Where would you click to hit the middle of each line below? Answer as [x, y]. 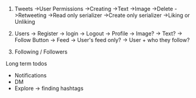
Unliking [25, 22]
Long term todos [26, 64]
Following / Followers [41, 52]
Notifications [30, 75]
